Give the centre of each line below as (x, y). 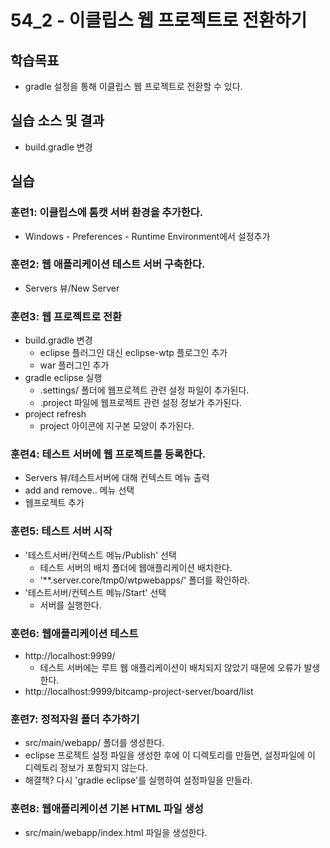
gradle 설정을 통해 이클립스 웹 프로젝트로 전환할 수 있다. (133, 86)
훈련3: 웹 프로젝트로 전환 (66, 316)
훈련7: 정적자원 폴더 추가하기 (75, 719)
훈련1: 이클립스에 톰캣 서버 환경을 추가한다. (107, 213)
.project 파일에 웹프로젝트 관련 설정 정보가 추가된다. (141, 403)
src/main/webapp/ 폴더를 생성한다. (94, 743)
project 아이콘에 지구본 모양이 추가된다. (117, 426)
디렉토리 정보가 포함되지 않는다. (86, 768)
